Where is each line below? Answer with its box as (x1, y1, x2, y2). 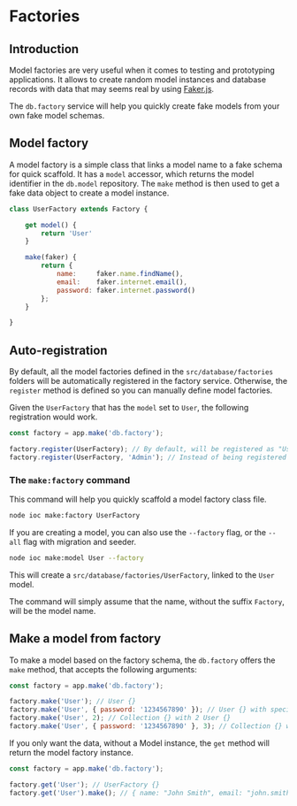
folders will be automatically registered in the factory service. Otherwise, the (9, 376, 288, 387)
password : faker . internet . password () (56, 286, 196, 295)
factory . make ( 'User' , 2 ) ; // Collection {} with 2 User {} (9, 714, 232, 723)
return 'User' (41, 228, 93, 238)
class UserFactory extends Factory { (9, 204, 148, 213)
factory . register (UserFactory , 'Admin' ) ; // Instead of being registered (9, 453, 287, 462)
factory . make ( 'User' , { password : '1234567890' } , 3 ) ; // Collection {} (9, 722, 283, 731)
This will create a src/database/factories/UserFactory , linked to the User (9, 569, 275, 580)
